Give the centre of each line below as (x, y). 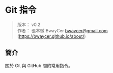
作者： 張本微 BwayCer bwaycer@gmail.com (62, 30)
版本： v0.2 (29, 24)
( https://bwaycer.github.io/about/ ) (51, 36)
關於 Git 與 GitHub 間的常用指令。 (39, 65)
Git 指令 (21, 10)
